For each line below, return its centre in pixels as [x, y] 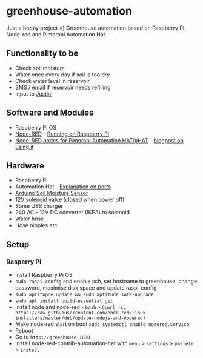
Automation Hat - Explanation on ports [63, 187]
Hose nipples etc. [37, 225]
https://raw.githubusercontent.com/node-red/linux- [82, 313]
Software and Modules [50, 113]
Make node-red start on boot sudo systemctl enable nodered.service [102, 324]
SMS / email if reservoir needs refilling [63, 87]
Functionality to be [42, 54]
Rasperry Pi [24, 262]
